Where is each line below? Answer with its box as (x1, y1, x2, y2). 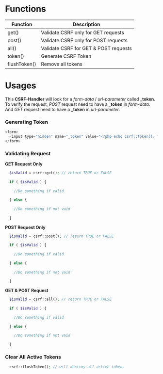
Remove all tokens (41, 61, 82, 67)
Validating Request (5, 150, 51, 157)
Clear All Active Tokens (5, 353, 62, 360)
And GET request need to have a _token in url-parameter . (5, 106, 120, 112)
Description (72, 21, 100, 28)
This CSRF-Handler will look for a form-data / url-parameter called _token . (5, 96, 155, 102)
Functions (5, 3, 46, 15)
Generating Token (5, 118, 49, 125)
